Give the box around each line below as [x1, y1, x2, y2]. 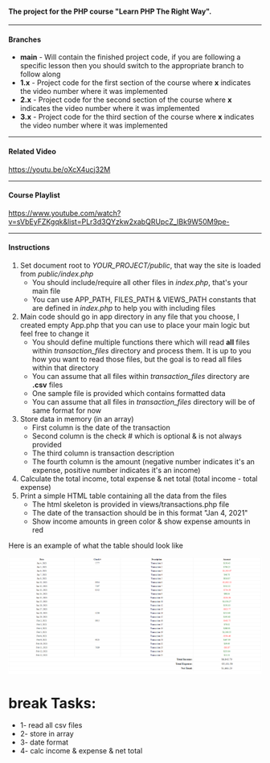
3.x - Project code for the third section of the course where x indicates [19, 112, 255, 122]
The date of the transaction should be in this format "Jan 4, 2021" [31, 508, 248, 518]
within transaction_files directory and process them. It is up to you [31, 346, 252, 356]
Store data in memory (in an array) [19, 414, 134, 424]
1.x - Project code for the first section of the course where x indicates [19, 78, 252, 88]
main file [31, 286, 61, 296]
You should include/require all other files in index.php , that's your [31, 278, 248, 288]
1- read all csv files [19, 720, 83, 730]
